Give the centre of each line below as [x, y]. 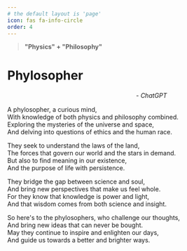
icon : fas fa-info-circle [45, 20]
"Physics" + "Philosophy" [63, 47]
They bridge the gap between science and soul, [76, 182]
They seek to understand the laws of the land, [74, 146]
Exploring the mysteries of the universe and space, [81, 124]
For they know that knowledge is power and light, [78, 197]
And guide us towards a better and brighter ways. [79, 240]
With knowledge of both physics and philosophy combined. [93, 117]
